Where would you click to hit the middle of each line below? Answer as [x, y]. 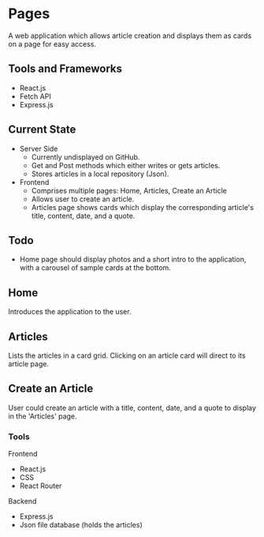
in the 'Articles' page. [43, 416]
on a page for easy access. [52, 43]
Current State [42, 130]
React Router [41, 486]
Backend [22, 501]
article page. [29, 364]
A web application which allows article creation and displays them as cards [130, 36]
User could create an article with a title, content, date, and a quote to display [132, 407]
